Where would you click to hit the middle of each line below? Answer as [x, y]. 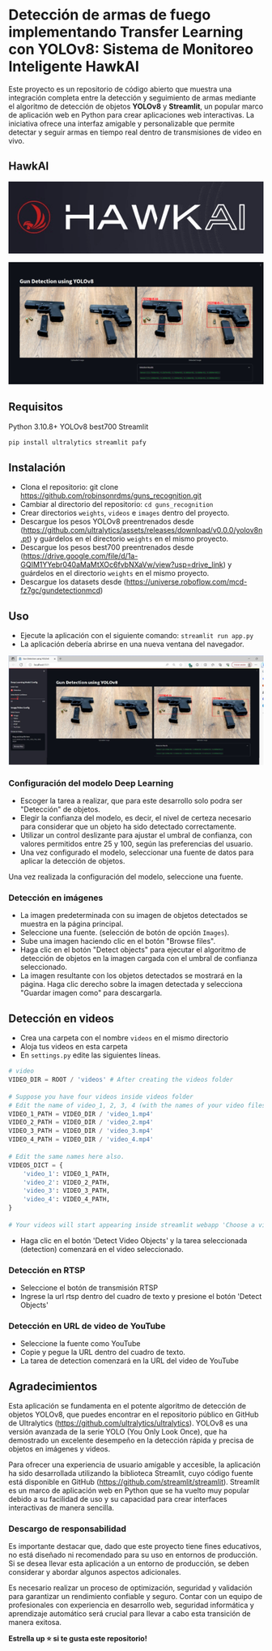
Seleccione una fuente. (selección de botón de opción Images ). [125, 933]
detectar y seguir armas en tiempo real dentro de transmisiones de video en [135, 132]
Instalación [37, 467]
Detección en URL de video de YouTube [87, 1326]
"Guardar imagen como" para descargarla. [91, 993]
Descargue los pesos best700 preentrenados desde [107, 547]
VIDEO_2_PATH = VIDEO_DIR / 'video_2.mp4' [81, 1122]
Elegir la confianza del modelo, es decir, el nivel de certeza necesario [136, 818]
